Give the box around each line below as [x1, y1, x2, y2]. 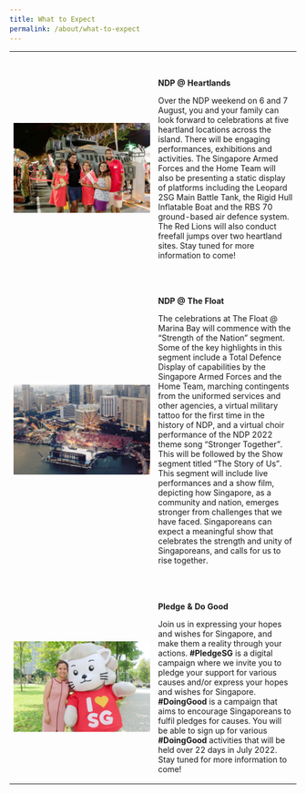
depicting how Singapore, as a [158, 487, 271, 498]
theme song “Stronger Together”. [158, 439, 283, 450]
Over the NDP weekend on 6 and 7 [158, 95, 289, 106]
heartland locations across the [158, 124, 271, 135]
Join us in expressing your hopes [158, 618, 282, 629]
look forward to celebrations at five [158, 114, 290, 125]
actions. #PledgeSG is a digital [158, 647, 273, 658]
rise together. [158, 555, 209, 565]
